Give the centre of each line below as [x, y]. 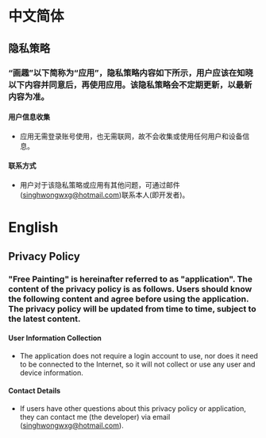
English [33, 228]
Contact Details [35, 391]
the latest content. [44, 319]
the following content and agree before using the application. [129, 299]
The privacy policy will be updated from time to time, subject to [132, 309]
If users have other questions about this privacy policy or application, [133, 408]
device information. [51, 372]
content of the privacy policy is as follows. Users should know [130, 289]
